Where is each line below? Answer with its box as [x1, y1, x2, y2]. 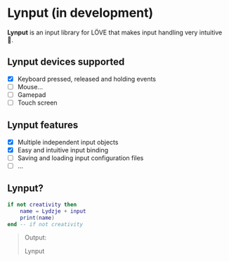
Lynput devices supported [7, 56, 125, 68]
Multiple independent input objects [17, 138, 119, 146]
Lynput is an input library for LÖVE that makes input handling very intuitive [7, 28, 223, 37]
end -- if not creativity [7, 221, 83, 228]
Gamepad [17, 90, 46, 99]
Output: [24, 233, 47, 242]
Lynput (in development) [7, 5, 154, 21]
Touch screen [17, 98, 58, 107]
